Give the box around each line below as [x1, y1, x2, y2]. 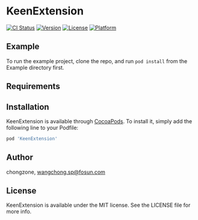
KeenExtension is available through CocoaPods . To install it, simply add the [6, 117, 193, 124]
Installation [6, 102, 49, 112]
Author [6, 152, 33, 163]
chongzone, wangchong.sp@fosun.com [6, 168, 105, 176]
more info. [6, 208, 32, 215]
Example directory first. [6, 64, 64, 71]
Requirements [6, 81, 60, 91]
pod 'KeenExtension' [6, 135, 58, 142]
